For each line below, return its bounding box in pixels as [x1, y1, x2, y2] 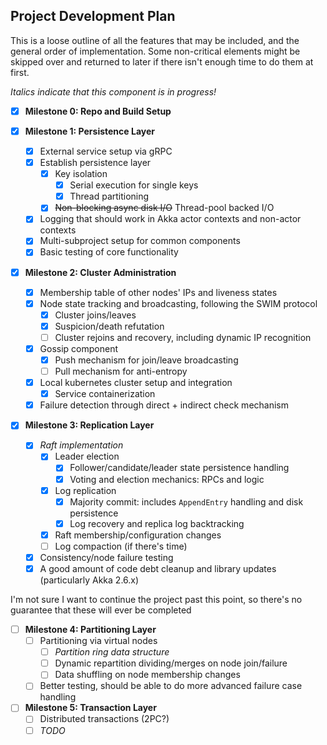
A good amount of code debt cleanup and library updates [39, 562, 277, 574]
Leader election [54, 450, 120, 463]
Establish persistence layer [39, 157, 152, 168]
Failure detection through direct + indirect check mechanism [39, 399, 289, 411]
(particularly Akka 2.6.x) [39, 574, 140, 586]
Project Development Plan [10, 8, 176, 25]
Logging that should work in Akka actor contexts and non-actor [39, 213, 302, 225]
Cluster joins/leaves [54, 309, 137, 321]
